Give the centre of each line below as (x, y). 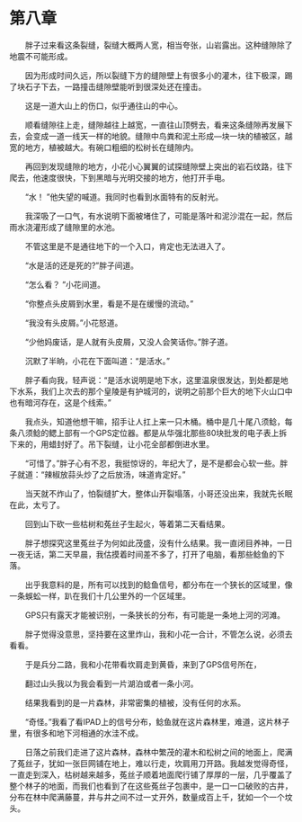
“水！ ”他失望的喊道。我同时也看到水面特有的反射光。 (124, 197)
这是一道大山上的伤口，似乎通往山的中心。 (103, 105)
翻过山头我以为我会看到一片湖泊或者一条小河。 (111, 684)
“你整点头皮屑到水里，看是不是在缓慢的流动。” (109, 303)
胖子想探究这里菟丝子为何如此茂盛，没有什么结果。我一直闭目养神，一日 (159, 543)
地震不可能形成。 (41, 56)
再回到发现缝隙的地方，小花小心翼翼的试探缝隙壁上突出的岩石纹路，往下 (159, 166)
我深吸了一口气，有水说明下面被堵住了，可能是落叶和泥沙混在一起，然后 (159, 216)
